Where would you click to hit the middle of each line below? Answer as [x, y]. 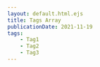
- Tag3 [30, 53]
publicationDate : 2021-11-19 [50, 27]
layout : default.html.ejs [45, 14]
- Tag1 [30, 40]
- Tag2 [30, 46]
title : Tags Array [34, 20]
